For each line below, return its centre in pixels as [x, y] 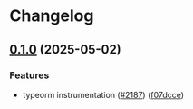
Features [29, 75]
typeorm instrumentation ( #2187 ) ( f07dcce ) [103, 94]
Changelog [52, 16]
